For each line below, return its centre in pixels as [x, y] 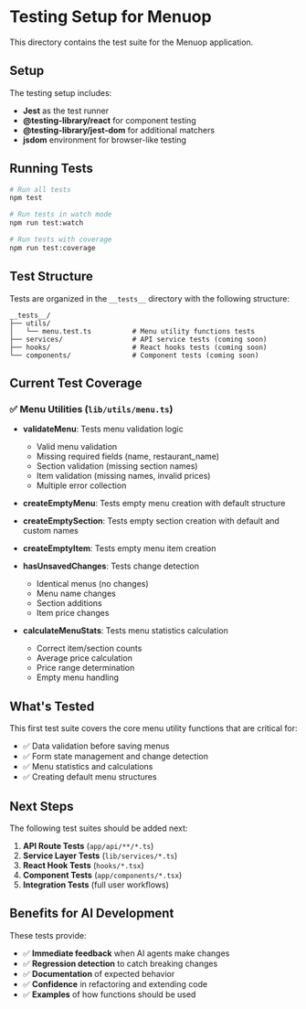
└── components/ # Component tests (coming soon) [134, 355]
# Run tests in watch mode [61, 215]
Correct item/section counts [89, 648]
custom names [51, 531]
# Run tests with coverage [61, 239]
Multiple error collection [81, 485]
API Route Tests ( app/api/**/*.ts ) [88, 845]
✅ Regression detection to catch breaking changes [120, 963]
